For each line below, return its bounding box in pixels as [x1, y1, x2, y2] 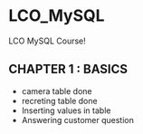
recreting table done [21, 95, 98, 106]
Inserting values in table [21, 105, 111, 116]
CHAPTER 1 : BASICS [8, 62, 129, 77]
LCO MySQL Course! [8, 35, 87, 46]
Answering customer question [21, 114, 135, 125]
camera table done [21, 85, 92, 96]
